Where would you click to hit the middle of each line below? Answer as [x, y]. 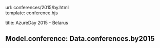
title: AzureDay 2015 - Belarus [37, 23]
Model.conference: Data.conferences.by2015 [80, 39]
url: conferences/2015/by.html [37, 7]
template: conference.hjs [32, 13]
